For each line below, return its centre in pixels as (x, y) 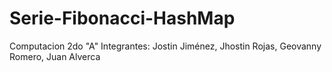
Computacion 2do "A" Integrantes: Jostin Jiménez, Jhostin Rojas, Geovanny (165, 46)
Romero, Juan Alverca (55, 56)
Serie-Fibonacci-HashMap (122, 18)
